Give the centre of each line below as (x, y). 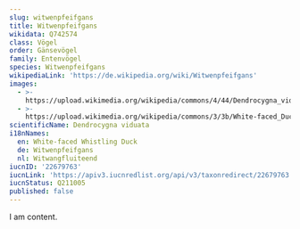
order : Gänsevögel (43, 51)
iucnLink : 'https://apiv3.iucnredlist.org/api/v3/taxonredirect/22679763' (151, 175)
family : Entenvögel (46, 59)
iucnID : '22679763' (46, 167)
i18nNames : (29, 134)
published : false (42, 192)
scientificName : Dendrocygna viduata (79, 126)
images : (24, 84)
